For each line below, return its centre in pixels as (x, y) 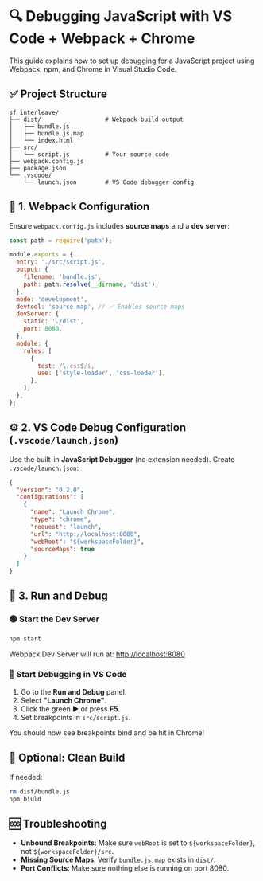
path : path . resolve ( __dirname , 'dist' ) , (91, 284)
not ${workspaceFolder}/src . (67, 852)
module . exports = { (41, 255)
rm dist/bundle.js (39, 791)
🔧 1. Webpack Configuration (79, 207)
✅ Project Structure (58, 94)
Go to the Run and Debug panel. (73, 691)
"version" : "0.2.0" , (50, 490)
